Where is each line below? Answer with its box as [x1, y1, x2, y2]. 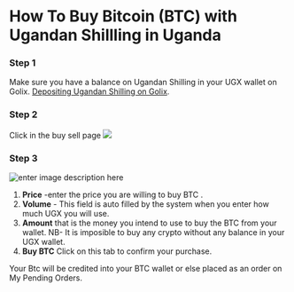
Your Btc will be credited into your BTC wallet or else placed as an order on [9, 264, 282, 274]
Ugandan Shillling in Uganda [9, 25, 221, 45]
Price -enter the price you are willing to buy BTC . [21, 189, 204, 201]
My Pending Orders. [9, 272, 82, 283]
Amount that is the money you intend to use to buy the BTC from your [21, 217, 277, 228]
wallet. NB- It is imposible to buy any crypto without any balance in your [21, 227, 285, 238]
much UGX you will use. [21, 209, 110, 219]
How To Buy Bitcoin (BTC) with [9, 6, 237, 27]
